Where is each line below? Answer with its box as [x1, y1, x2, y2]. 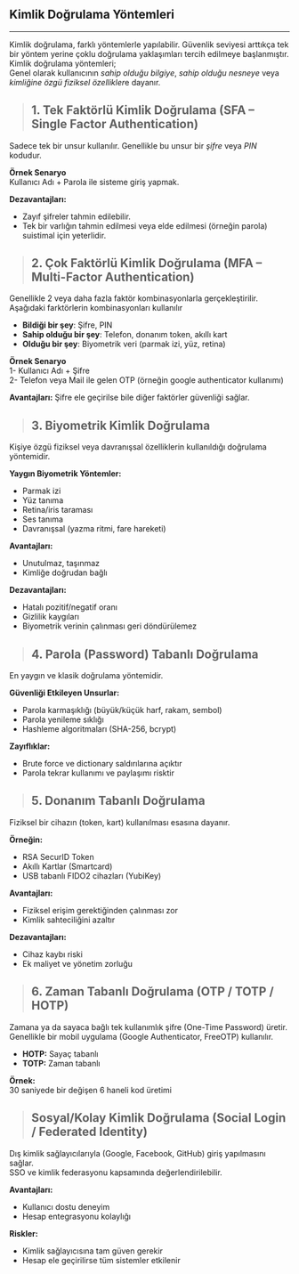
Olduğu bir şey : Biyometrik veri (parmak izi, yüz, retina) [21, 338, 226, 350]
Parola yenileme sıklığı [21, 714, 104, 725]
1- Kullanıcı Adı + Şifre [9, 365, 91, 377]
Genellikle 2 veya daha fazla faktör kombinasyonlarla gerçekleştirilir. [9, 293, 259, 304]
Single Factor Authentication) [30, 117, 198, 132]
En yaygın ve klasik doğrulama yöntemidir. [9, 670, 164, 681]
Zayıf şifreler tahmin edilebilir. [21, 211, 132, 222]
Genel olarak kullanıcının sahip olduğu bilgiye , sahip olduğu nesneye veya [9, 67, 280, 78]
